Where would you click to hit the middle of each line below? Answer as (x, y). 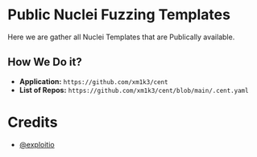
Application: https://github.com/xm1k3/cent (93, 81)
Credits (33, 122)
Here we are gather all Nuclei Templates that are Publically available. (121, 37)
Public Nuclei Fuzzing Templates (119, 15)
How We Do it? (45, 62)
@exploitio (37, 144)
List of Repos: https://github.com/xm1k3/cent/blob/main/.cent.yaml (134, 90)
